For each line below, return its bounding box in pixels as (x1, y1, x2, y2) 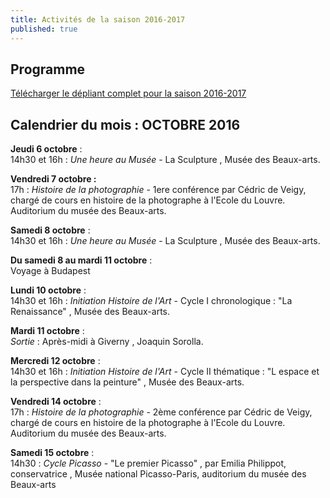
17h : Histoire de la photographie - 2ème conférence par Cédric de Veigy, (10, 406, 313, 418)
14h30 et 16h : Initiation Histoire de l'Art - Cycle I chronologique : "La (10, 295, 293, 307)
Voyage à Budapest (10, 265, 91, 277)
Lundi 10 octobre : (10, 284, 87, 296)
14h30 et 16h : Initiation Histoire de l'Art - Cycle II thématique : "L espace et (10, 366, 320, 378)
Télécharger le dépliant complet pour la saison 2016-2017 (10, 87, 247, 100)
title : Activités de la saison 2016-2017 (10, 14, 186, 25)
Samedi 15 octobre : (10, 447, 95, 459)
